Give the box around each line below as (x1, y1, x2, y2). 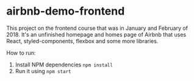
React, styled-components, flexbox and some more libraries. (6, 37, 159, 44)
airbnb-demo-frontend (6, 4, 125, 18)
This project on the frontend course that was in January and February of (6, 24, 188, 32)
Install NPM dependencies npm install (15, 61, 113, 68)
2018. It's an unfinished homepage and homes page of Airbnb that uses (6, 30, 187, 38)
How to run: (6, 49, 36, 56)
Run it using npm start (15, 67, 71, 74)
